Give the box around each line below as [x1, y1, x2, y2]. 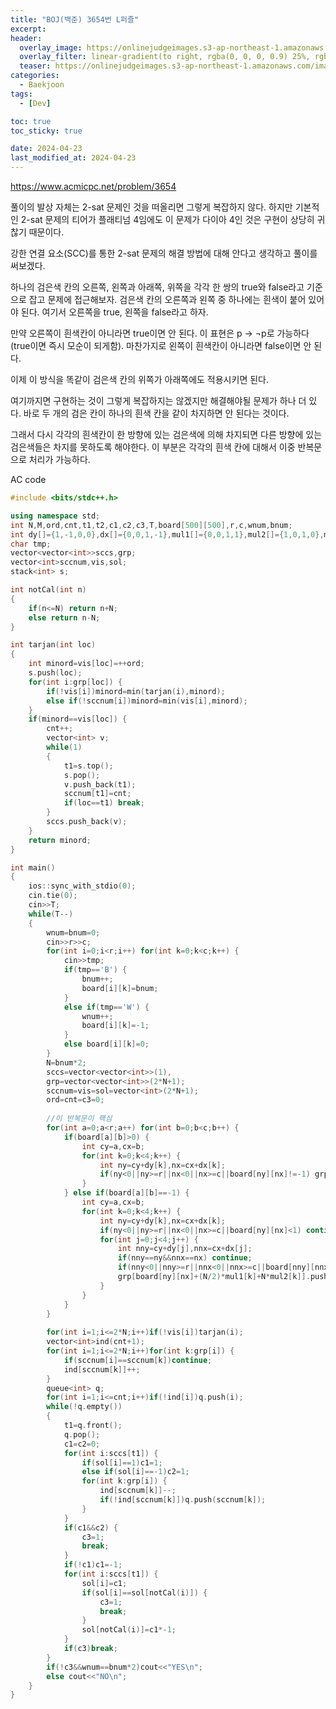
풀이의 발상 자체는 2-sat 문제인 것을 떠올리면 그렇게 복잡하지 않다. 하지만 [10, 201, 293, 213]
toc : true [10, 116, 52, 126]
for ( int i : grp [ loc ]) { [28, 677, 123, 687]
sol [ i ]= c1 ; [81, 1578, 128, 1588]
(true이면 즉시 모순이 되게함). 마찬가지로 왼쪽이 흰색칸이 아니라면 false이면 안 [10, 340, 312, 351]
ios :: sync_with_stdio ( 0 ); [28, 881, 137, 891]
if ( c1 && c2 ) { [63, 1522, 118, 1533]
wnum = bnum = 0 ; [46, 927, 101, 938]
